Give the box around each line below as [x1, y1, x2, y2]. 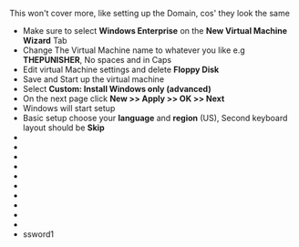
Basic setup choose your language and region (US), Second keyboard [22, 113, 288, 123]
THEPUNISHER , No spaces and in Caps [22, 55, 171, 65]
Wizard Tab [22, 36, 67, 46]
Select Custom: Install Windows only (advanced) [22, 84, 211, 94]
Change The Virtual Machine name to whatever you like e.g [22, 45, 246, 56]
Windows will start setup [22, 103, 116, 113]
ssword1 [22, 229, 55, 240]
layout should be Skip [22, 122, 105, 133]
